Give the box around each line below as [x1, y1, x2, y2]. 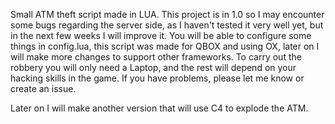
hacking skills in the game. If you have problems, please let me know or [10, 72, 305, 84]
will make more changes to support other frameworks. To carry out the [10, 51, 302, 63]
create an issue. [10, 83, 77, 94]
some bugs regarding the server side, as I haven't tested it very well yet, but [10, 19, 324, 31]
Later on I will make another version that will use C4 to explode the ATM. [10, 102, 309, 114]
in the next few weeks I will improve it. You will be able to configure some [10, 30, 312, 41]
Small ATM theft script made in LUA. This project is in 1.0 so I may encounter [10, 9, 325, 20]
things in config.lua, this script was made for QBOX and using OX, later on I [10, 40, 320, 52]
